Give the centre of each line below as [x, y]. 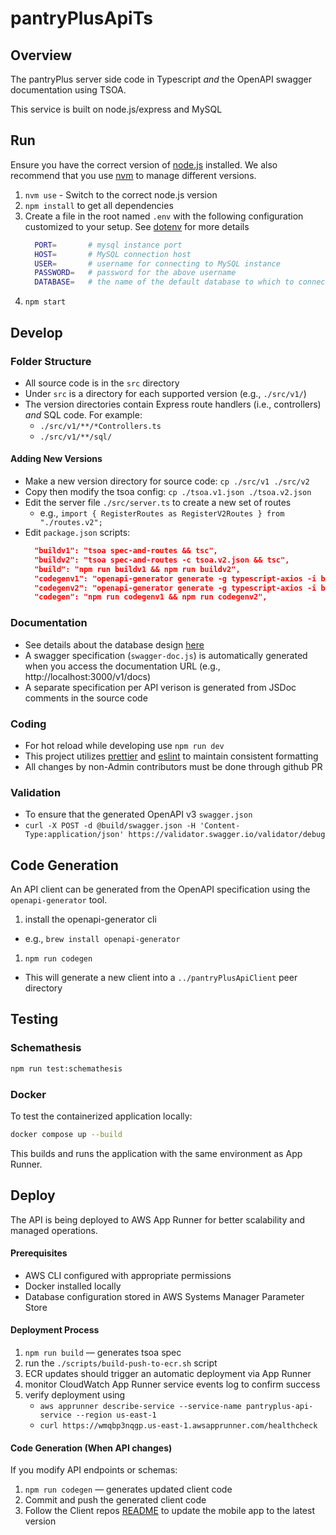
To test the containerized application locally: [101, 1116]
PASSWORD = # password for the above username [135, 273]
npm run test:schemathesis [66, 1068]
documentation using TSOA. [68, 90]
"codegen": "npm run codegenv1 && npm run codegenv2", [151, 597]
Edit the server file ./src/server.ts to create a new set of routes [158, 503]
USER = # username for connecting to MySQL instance [157, 263]
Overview [41, 55]
